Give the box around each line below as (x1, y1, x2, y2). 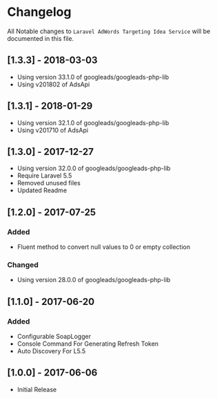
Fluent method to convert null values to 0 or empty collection (17, 243, 191, 251)
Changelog (7, 4, 72, 20)
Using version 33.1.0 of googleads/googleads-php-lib (17, 73, 169, 81)
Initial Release (17, 385, 57, 393)
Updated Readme (17, 186, 68, 194)
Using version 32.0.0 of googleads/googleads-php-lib (17, 164, 171, 173)
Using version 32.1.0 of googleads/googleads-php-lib (17, 118, 169, 127)
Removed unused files (17, 179, 81, 187)
